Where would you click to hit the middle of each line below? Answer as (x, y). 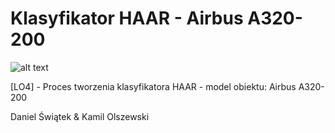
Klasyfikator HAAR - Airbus (127, 18)
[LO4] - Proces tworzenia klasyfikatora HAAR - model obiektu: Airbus (153, 86)
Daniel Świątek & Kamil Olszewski (80, 116)
